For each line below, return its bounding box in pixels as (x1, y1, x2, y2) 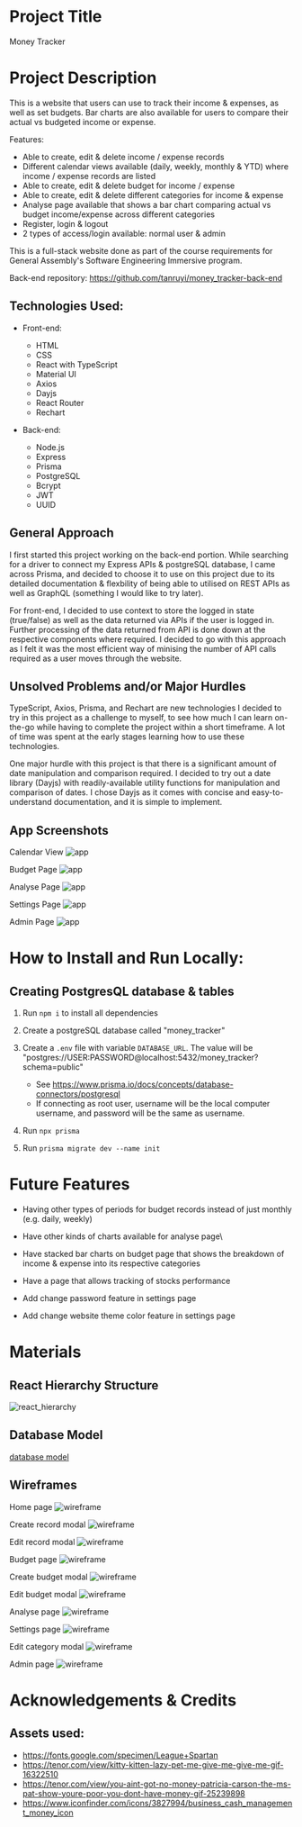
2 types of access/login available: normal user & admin (22, 228, 226, 239)
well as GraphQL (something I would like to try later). (9, 587, 204, 598)
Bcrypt (35, 480, 61, 491)
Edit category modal (9, 1641, 84, 1651)
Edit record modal (9, 1536, 75, 1547)
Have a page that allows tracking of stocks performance (22, 1276, 231, 1287)
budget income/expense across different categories (22, 209, 216, 220)
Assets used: (9, 1726, 85, 1741)
